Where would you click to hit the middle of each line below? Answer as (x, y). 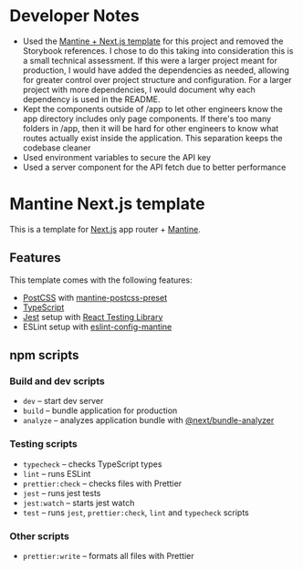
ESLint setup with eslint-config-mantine (97, 326)
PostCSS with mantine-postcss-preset (94, 297)
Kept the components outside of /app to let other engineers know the (152, 109)
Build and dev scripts (57, 381)
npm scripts (44, 355)
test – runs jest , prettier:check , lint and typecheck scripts (136, 513)
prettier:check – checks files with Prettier (102, 483)
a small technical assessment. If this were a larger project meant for (150, 60)
